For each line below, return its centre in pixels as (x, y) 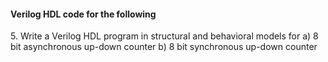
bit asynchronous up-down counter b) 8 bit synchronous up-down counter (164, 47)
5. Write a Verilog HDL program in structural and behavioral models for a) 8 (164, 36)
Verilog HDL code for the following (83, 14)
